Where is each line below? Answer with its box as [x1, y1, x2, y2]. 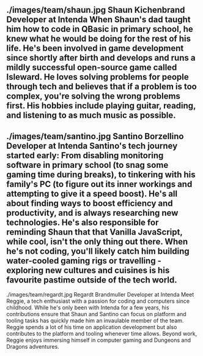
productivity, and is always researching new [6, 208, 179, 218]
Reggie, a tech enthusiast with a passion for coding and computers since [6, 297, 190, 305]
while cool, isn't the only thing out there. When [6, 236, 188, 247]
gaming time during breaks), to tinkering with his [6, 169, 196, 180]
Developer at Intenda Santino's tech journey [6, 140, 178, 151]
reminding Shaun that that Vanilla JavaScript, [6, 227, 183, 237]
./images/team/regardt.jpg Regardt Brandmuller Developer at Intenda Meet [6, 291, 194, 298]
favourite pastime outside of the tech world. [6, 275, 177, 285]
